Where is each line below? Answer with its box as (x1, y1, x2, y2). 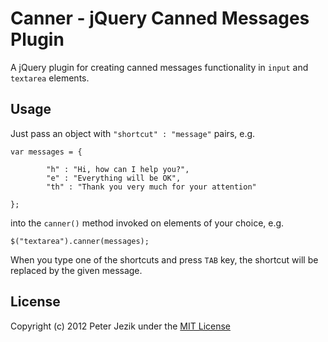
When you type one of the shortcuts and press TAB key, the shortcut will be (10, 253, 319, 266)
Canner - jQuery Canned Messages (10, 7, 310, 30)
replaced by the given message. (10, 264, 143, 276)
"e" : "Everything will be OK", (46, 173, 182, 183)
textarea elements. (10, 72, 90, 84)
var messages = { (10, 147, 83, 157)
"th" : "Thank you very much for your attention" (46, 182, 257, 192)
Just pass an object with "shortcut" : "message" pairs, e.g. (10, 127, 256, 139)
